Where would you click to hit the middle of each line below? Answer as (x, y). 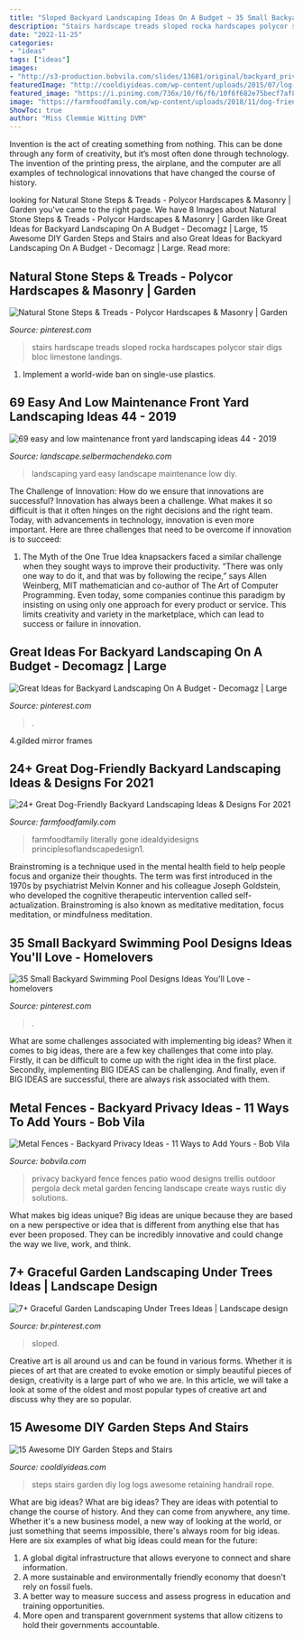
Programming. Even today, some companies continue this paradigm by (154, 595)
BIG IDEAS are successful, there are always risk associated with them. (140, 1079)
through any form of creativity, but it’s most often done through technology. (149, 154)
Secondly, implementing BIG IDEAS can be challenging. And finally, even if (147, 1070)
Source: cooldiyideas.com (58, 1467)
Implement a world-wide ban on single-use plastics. (119, 374)
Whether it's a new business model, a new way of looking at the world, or (146, 1521)
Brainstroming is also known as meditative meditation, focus (172, 905)
